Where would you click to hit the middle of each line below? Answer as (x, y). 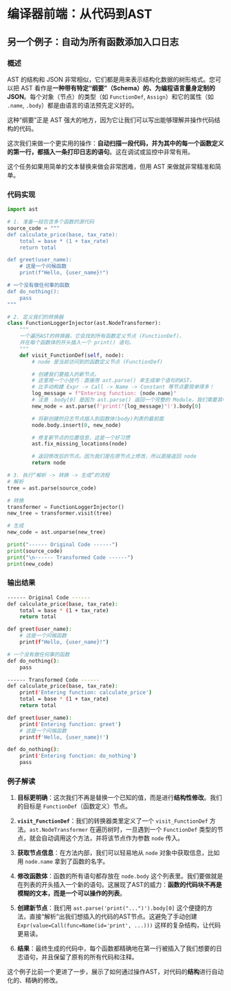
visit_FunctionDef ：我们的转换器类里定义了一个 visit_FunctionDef (112, 821)
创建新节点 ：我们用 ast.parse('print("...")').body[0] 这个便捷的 (112, 908)
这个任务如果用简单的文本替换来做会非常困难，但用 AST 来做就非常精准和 (111, 166)
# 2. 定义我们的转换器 (35, 317)
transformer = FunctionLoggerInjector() (66, 507)
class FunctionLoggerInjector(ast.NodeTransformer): (84, 323)
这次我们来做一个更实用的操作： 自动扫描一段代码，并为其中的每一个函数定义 (115, 143)
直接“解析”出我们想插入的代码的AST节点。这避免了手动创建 (113, 917)
